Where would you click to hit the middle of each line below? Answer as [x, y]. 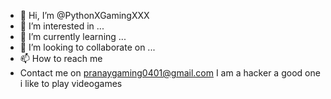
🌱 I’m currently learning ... [73, 36]
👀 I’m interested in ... [62, 26]
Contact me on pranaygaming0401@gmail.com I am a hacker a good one [170, 73]
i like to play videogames [71, 83]
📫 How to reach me [61, 58]
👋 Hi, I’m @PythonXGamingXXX [84, 15]
